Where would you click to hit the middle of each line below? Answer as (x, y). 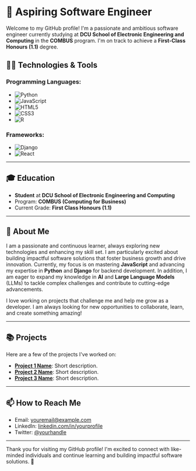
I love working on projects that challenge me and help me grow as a (87, 300)
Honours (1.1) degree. (32, 47)
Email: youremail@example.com (53, 420)
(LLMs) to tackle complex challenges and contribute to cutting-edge (88, 283)
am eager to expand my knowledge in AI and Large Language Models (90, 277)
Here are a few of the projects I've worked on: (61, 355)
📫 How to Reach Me (43, 403)
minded (15, 455)
